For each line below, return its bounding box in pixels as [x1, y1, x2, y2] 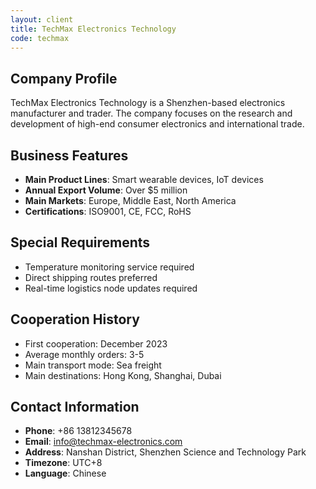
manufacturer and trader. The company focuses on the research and [10, 107, 293, 120]
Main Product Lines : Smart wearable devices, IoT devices [24, 174, 264, 185]
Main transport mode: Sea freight [24, 359, 162, 371]
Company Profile [10, 70, 118, 87]
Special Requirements [10, 234, 151, 251]
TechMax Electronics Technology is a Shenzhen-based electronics [10, 97, 286, 109]
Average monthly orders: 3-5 [24, 348, 145, 360]
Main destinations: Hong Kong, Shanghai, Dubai [24, 369, 222, 381]
